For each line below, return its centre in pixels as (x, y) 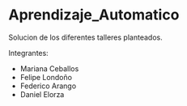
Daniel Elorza (42, 94)
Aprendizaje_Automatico (94, 15)
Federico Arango (48, 86)
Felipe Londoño (46, 77)
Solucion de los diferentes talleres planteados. (86, 37)
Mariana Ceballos (49, 68)
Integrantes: (28, 53)
